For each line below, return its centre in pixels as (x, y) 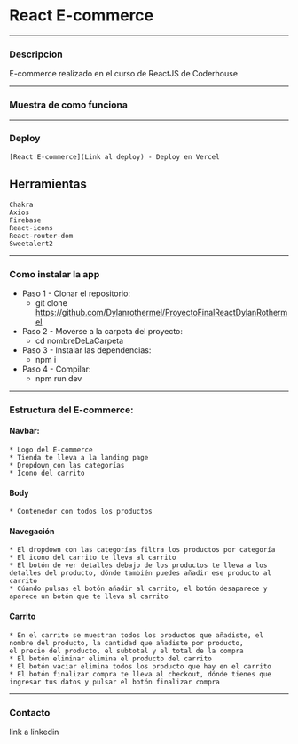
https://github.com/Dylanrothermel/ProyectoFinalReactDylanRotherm (161, 312)
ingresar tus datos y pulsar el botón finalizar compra (114, 682)
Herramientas (48, 184)
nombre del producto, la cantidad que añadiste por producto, (126, 643)
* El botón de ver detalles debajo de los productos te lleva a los (138, 565)
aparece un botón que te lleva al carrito (89, 596)
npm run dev (59, 378)
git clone (51, 302)
